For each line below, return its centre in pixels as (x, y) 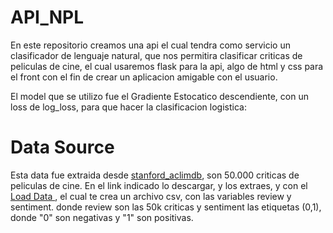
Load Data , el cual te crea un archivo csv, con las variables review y (151, 196)
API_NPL (47, 17)
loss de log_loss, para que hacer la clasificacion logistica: (128, 107)
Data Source (62, 147)
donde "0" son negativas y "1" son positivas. (102, 217)
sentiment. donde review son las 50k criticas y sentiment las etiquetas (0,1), (166, 207)
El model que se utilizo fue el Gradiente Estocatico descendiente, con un (159, 96)
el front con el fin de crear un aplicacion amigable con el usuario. (144, 77)
